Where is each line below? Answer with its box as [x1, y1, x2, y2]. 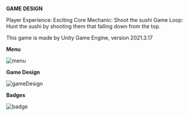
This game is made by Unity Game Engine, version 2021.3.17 [6, 34, 153, 41]
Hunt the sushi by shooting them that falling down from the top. [6, 23, 161, 30]
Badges [6, 92, 25, 98]
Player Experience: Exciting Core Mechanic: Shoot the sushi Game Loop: [6, 17, 184, 23]
